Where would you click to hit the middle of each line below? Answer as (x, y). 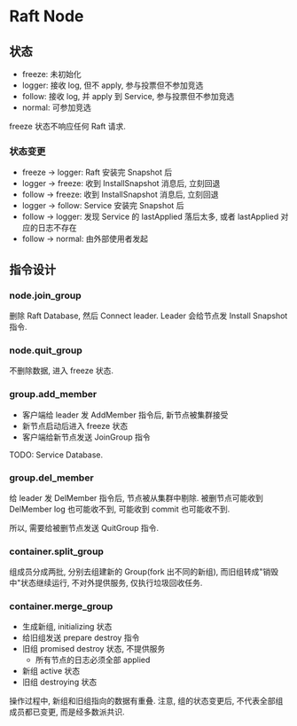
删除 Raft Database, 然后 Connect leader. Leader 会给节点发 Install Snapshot (148, 316)
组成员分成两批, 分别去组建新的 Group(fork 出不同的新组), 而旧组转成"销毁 (144, 572)
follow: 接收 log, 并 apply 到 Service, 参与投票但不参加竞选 (128, 96)
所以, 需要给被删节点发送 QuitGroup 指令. (84, 527)
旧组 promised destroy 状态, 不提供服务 (94, 649)
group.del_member (52, 478)
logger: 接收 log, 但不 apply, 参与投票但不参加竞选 (113, 85)
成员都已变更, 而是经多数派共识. (67, 712)
